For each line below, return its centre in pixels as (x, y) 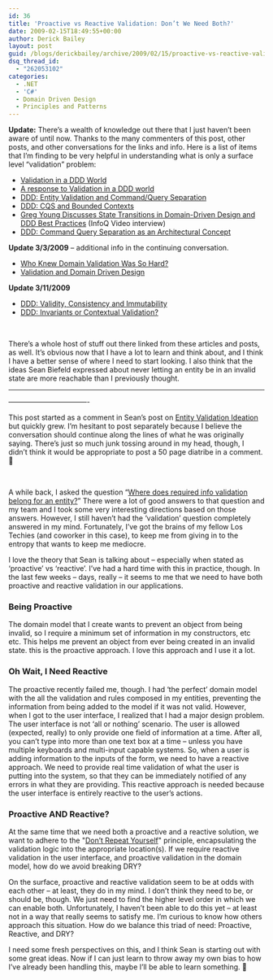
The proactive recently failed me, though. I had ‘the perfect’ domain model (133, 689)
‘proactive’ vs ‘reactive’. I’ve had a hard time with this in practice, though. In (134, 568)
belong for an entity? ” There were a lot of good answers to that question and (136, 501)
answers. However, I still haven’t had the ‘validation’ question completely (130, 518)
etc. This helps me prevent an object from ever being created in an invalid (132, 642)
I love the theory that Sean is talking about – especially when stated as (126, 560)
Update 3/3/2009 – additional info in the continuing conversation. (119, 248)
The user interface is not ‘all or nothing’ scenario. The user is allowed (124, 724)
